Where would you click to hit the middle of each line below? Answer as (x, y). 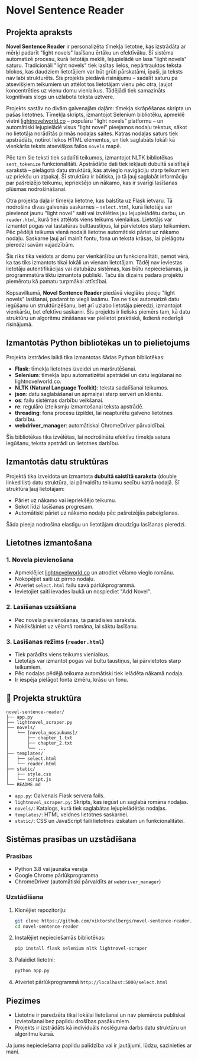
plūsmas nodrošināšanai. (36, 189)
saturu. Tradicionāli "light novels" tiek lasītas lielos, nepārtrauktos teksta (94, 65)
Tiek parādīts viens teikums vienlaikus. (62, 654)
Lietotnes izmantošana (49, 543)
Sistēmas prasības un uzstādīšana (71, 839)
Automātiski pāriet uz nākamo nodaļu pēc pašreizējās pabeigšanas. (97, 513)
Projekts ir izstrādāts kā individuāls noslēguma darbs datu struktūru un (100, 1028)
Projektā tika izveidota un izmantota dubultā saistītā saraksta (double (92, 476)
